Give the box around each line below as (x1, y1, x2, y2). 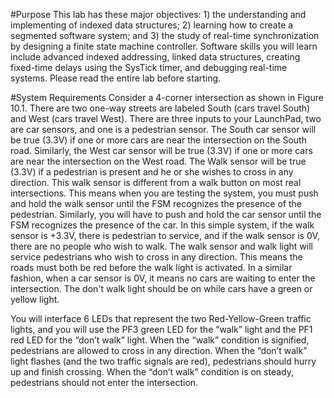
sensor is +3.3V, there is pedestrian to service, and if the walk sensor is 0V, (10, 230, 320, 241)
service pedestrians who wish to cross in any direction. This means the (10, 251, 303, 263)
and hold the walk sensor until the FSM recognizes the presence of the (10, 198, 302, 209)
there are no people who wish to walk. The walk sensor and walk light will (10, 240, 313, 252)
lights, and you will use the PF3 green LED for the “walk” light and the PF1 (10, 324, 313, 335)
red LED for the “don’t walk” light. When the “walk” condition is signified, (10, 334, 310, 346)
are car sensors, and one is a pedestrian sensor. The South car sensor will (10, 124, 317, 135)
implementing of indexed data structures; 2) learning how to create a (10, 19, 294, 31)
